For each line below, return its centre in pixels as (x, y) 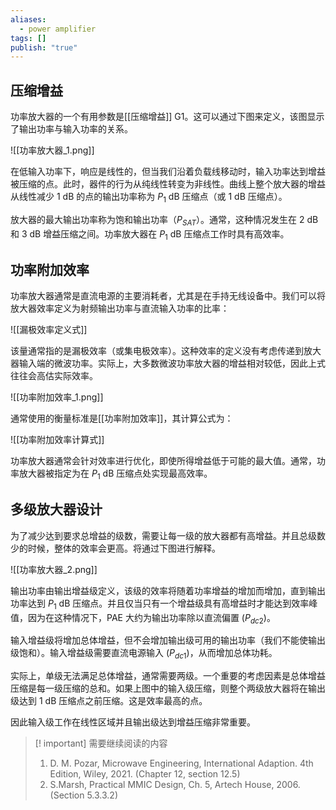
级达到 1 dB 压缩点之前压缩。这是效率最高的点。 (109, 701)
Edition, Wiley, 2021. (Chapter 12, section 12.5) (145, 774)
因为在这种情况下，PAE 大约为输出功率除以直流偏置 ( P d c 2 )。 (151, 618)
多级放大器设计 (56, 509)
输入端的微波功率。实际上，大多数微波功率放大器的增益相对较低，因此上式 (172, 363)
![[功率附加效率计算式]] (57, 440)
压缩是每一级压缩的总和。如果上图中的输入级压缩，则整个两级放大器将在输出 (168, 688)
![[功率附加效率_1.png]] (57, 397)
